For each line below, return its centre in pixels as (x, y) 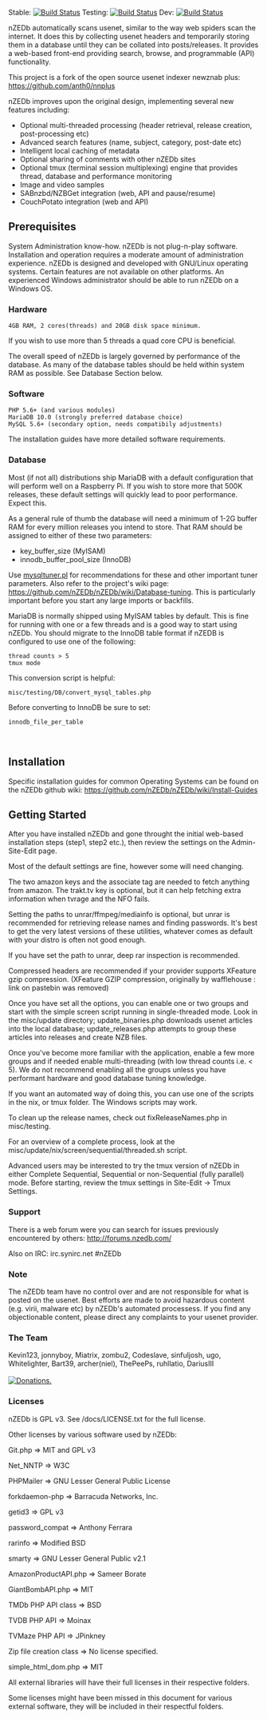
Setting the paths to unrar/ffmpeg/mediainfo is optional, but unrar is (119, 915)
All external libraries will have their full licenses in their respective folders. (129, 1682)
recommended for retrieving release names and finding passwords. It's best (133, 923)
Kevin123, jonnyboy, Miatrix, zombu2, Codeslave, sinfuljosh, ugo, (115, 1355)
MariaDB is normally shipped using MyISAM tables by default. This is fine (129, 616)
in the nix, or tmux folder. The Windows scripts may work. (103, 1103)
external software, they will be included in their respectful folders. (116, 1706)
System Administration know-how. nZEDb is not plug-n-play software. (123, 246)
